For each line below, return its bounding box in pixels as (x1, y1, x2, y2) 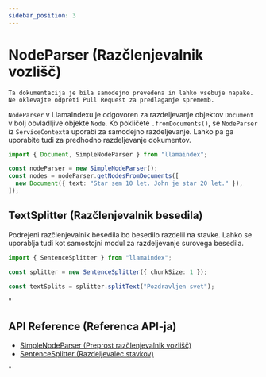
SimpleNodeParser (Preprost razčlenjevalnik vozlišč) (19, 340, 192, 350)
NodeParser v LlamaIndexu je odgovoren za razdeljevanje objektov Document (8, 110, 254, 119)
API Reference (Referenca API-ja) (8, 319, 177, 333)
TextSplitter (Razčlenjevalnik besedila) (8, 209, 203, 222)
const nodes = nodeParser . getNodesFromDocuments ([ (8, 172, 179, 180)
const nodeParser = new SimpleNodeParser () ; (8, 164, 158, 173)
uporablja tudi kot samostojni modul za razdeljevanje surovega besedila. (8, 238, 245, 248)
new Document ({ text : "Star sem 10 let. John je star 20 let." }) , (15, 179, 244, 187)
